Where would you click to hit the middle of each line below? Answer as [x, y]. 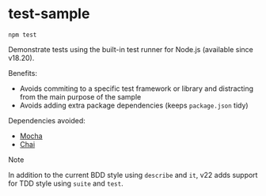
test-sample [49, 14]
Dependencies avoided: [47, 120]
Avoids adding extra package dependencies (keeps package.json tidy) [134, 105]
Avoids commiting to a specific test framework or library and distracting [137, 89]
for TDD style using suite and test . [66, 183]
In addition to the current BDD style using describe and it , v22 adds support [133, 175]
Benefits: [23, 73]
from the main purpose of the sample [80, 96]
